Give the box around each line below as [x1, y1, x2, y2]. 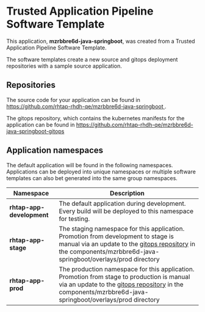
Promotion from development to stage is [59, 232, 174, 241]
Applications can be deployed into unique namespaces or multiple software [6, 168, 196, 175]
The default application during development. [59, 199, 186, 208]
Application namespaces [6, 145, 104, 156]
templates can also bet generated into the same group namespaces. [6, 174, 178, 181]
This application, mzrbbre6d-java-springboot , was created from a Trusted [6, 37, 195, 45]
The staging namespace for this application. [59, 224, 185, 233]
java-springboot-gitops [6, 127, 65, 135]
